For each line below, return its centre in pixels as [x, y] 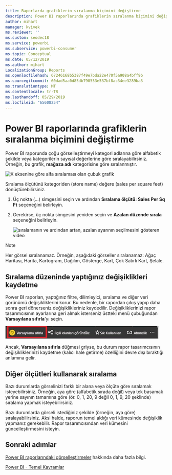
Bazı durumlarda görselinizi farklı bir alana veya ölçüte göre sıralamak [79, 387]
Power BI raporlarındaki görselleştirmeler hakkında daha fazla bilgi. [76, 457]
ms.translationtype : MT [31, 86]
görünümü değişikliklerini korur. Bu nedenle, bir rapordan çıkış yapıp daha [83, 303]
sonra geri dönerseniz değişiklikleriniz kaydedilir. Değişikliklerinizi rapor [81, 308]
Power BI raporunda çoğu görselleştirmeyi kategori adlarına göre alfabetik [83, 153]
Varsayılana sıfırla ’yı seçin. [34, 319]
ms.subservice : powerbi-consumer [41, 49]
